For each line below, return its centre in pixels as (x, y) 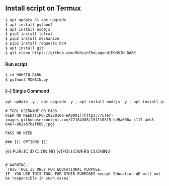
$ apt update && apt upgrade (36, 20)
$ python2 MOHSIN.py (27, 80)
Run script (16, 64)
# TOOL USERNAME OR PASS (31, 111)
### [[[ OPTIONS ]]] (27, 142)
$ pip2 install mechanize (32, 39)
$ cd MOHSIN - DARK (23, 75)
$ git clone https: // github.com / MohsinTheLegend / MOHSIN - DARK (71, 53)
